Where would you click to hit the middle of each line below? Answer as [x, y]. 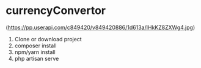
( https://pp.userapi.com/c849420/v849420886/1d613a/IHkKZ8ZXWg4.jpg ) [100, 27]
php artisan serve [37, 58]
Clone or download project [48, 39]
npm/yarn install [35, 52]
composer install [35, 46]
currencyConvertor [56, 11]
